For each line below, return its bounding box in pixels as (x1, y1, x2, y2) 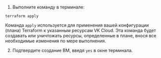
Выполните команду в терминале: (12, 4, 85, 10)
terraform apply (5, 14, 39, 19)
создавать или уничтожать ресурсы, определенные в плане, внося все (5, 33, 157, 38)
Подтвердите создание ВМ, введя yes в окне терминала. (12, 48, 133, 53)
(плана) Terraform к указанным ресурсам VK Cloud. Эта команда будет (5, 28, 156, 33)
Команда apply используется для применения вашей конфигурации (5, 22, 149, 28)
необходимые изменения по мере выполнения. (5, 38, 107, 44)
